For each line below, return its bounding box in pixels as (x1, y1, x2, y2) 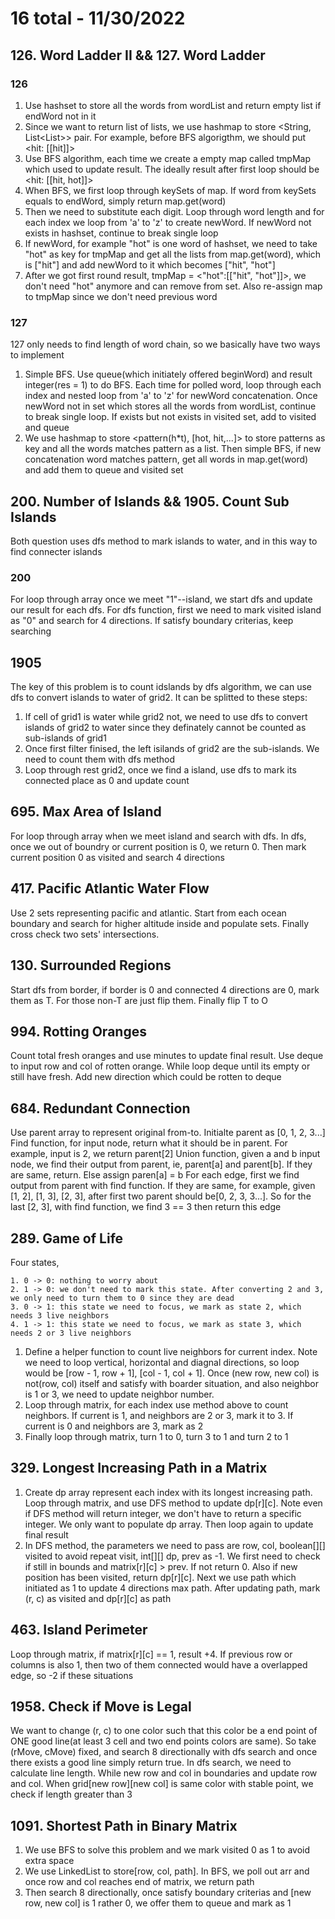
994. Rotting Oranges (10, 1023, 147, 1040)
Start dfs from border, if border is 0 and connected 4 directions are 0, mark (10, 983, 320, 996)
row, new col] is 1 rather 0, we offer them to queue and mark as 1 (24, 1897, 292, 1909)
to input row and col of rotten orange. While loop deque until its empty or (10, 1060, 311, 1072)
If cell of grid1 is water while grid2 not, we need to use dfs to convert (24, 711, 308, 723)
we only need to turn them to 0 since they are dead (10, 1293, 235, 1303)
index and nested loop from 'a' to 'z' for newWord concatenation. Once (24, 390, 318, 402)
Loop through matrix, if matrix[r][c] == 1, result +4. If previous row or (10, 1648, 293, 1660)
